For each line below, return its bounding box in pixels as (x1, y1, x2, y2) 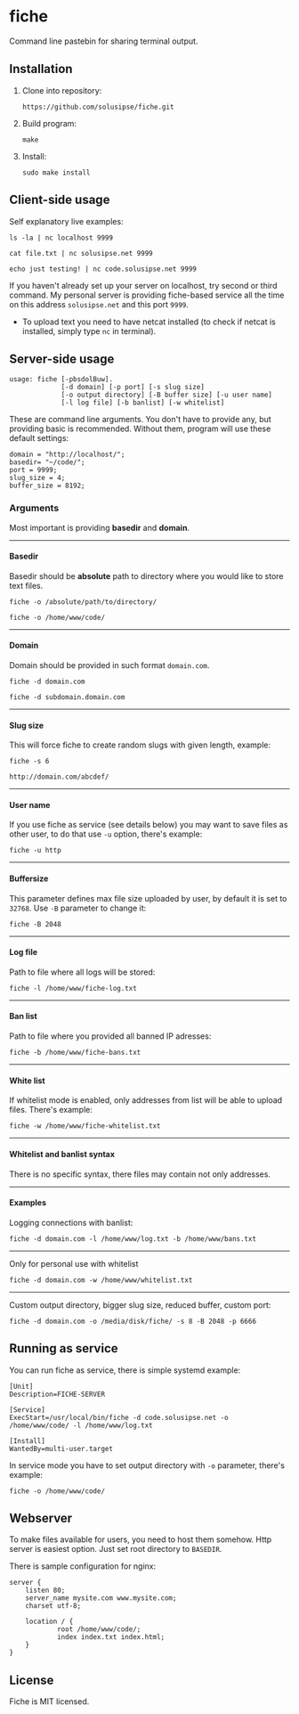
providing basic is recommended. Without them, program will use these (9, 423, 271, 434)
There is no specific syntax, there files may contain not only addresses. (9, 1169, 271, 1179)
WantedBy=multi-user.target (9, 1444, 114, 1453)
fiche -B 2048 (9, 919, 62, 928)
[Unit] (9, 1382, 34, 1391)
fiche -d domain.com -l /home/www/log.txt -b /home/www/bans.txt (9, 1234, 256, 1244)
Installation (9, 61, 73, 77)
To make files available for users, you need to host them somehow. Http (9, 1534, 272, 1545)
